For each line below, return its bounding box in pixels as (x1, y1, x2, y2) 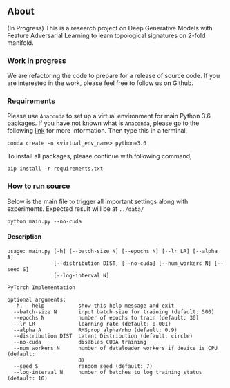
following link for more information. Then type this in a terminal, (7, 127, 188, 135)
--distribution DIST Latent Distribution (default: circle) (13, 332, 193, 340)
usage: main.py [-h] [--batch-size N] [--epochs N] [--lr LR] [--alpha (7, 248, 218, 255)
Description (7, 232, 42, 241)
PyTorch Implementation (7, 284, 76, 291)
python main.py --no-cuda (7, 218, 82, 225)
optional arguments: (7, 296, 67, 303)
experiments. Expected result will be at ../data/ (7, 204, 144, 213)
